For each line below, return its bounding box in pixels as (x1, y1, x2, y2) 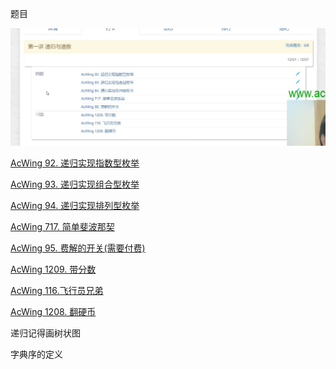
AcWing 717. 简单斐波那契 (10, 220, 115, 232)
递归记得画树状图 (10, 327, 81, 339)
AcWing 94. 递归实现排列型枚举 (10, 199, 140, 211)
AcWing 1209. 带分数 (10, 263, 97, 275)
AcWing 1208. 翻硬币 (10, 305, 97, 317)
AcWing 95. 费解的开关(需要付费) (10, 242, 146, 254)
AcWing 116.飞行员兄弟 (10, 284, 104, 296)
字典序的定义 (10, 348, 63, 360)
